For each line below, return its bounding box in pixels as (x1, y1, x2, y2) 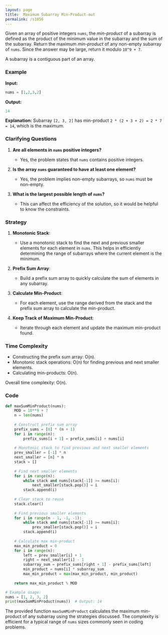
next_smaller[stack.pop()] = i (32, 483, 98, 488)
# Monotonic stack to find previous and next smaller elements (14, 445, 149, 450)
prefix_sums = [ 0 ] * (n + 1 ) (14, 427, 75, 432)
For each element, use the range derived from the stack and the (20, 300, 152, 306)
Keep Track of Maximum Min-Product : (12, 315, 94, 321)
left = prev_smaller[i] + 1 (23, 553, 82, 558)
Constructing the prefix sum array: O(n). (12, 354, 96, 360)
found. (20, 330, 34, 336)
